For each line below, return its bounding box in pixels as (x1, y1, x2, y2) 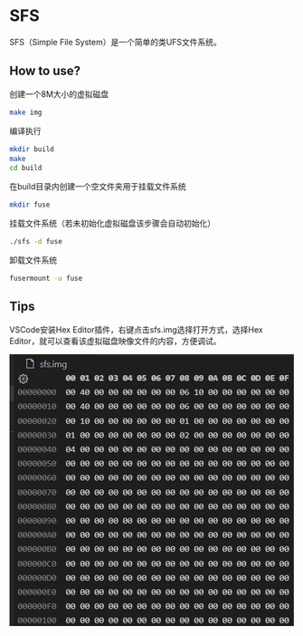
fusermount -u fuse (9, 274, 83, 283)
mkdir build (9, 144, 54, 154)
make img (9, 108, 43, 117)
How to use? (9, 63, 81, 79)
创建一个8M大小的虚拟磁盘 (9, 88, 109, 100)
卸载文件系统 (9, 255, 57, 265)
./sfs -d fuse (9, 237, 63, 246)
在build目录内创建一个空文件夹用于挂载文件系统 (9, 181, 187, 192)
